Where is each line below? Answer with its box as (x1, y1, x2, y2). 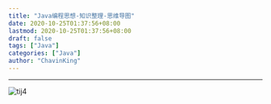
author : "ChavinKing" (8, 57, 81, 65)
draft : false (8, 34, 52, 43)
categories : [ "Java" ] (8, 49, 81, 57)
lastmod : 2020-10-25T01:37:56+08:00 (8, 27, 131, 35)
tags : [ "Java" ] (8, 42, 60, 50)
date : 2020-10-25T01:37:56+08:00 (8, 19, 121, 27)
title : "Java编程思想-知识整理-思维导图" (8, 11, 135, 20)
